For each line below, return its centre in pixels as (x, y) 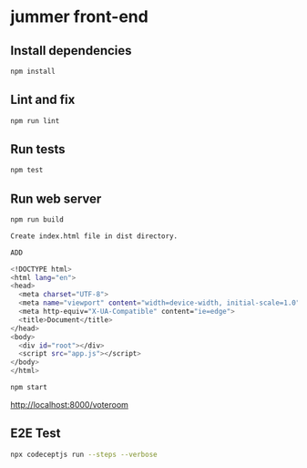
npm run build (37, 220)
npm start (29, 388)
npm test (27, 171)
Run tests (38, 149)
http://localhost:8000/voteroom (69, 404)
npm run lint (35, 120)
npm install (33, 71)
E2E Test (36, 434)
